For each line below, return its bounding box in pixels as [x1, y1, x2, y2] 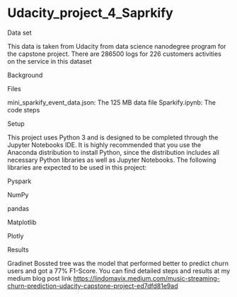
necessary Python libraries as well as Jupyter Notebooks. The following [7, 156, 216, 164]
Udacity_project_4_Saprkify [7, 5, 173, 21]
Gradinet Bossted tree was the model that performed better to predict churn [7, 259, 229, 267]
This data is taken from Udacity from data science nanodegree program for [7, 42, 226, 50]
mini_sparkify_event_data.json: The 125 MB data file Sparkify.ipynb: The [7, 98, 216, 107]
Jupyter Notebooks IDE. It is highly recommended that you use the [7, 140, 202, 149]
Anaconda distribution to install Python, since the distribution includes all [7, 148, 219, 156]
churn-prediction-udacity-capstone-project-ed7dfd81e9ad [7, 281, 178, 290]
